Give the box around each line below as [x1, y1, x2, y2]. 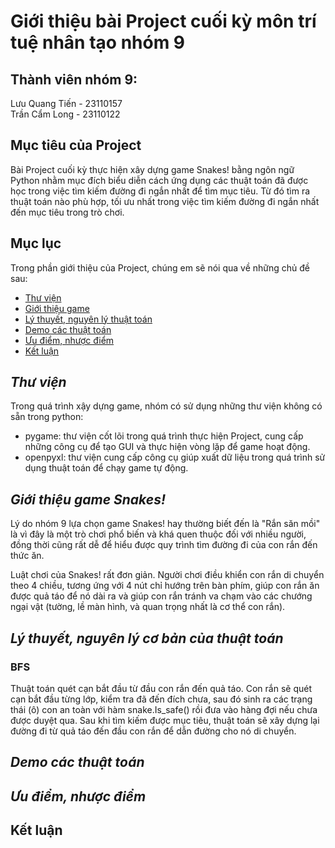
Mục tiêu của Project [10, 137, 142, 154]
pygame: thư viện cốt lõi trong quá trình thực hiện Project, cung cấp [24, 430, 304, 442]
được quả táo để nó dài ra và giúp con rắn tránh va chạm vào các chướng [10, 590, 313, 602]
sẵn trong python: [10, 411, 84, 423]
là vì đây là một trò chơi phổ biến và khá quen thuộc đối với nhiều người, [10, 528, 307, 540]
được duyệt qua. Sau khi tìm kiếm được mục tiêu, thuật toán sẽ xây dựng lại [10, 714, 320, 726]
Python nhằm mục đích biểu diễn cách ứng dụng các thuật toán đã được [10, 174, 309, 186]
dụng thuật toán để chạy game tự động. [24, 462, 189, 474]
